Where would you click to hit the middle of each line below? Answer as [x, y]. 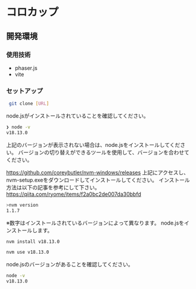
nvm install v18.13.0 [33, 242]
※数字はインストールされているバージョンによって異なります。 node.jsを [95, 223]
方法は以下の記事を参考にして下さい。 [53, 187]
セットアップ [25, 91]
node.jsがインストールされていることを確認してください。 [77, 116]
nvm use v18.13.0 [28, 252]
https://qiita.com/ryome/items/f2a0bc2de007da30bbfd [74, 194]
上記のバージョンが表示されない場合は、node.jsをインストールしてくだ [93, 144]
